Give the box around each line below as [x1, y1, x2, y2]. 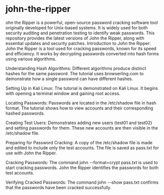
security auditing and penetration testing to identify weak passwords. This [5, 30, 155, 36]
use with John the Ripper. [5, 150, 57, 156]
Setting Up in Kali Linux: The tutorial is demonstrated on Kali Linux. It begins [5, 85, 158, 91]
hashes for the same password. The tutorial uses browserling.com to [5, 70, 144, 76]
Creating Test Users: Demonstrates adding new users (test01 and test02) [5, 120, 153, 126]
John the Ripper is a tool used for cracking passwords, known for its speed [5, 45, 157, 51]
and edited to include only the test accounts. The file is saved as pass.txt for [5, 145, 159, 151]
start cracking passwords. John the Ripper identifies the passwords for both [5, 165, 159, 171]
